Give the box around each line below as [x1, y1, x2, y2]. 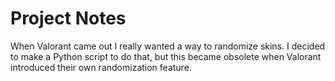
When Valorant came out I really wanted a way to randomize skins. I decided [10, 40, 326, 52]
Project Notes [10, 7, 127, 30]
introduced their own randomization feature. [10, 61, 192, 73]
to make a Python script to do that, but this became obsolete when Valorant [10, 50, 322, 62]
